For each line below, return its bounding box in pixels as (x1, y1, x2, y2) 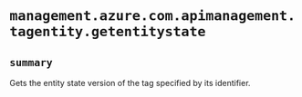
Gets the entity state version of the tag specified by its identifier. (9, 78, 251, 88)
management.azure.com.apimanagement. (9, 7, 297, 24)
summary (9, 55, 53, 69)
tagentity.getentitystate (9, 24, 206, 41)
